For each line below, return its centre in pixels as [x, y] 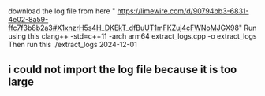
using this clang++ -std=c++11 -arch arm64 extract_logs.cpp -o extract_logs [133, 36]
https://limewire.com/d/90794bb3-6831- [183, 11]
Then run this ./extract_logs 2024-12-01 [73, 45]
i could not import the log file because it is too [123, 69]
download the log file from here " [62, 11]
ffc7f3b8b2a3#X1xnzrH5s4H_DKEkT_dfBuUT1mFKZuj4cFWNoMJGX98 [123, 28]
